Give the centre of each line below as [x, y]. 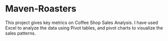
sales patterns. [21, 33]
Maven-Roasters [41, 9]
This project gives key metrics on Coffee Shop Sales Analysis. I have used [82, 22]
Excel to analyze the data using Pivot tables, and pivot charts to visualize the [84, 27]
